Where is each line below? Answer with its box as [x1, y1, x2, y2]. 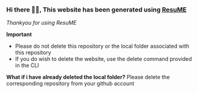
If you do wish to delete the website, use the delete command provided [14, 56, 192, 63]
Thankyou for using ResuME [6, 19, 77, 27]
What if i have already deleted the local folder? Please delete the [6, 74, 170, 81]
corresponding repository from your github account [6, 80, 135, 87]
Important [6, 31, 32, 38]
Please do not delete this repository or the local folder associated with [14, 42, 190, 50]
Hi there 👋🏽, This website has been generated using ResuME [6, 5, 187, 14]
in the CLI [14, 62, 39, 69]
